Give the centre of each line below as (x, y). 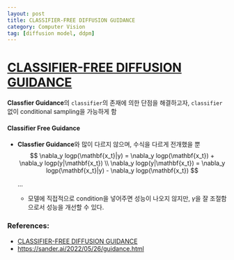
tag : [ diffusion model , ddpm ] (51, 33)
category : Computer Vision (46, 27)
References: (29, 226)
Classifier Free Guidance (44, 128)
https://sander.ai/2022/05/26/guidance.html (80, 248)
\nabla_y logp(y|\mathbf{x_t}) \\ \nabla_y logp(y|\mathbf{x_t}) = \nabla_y (122, 163)
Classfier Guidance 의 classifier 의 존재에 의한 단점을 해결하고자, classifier (115, 103)
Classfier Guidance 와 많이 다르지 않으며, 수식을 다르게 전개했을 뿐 (109, 145)
